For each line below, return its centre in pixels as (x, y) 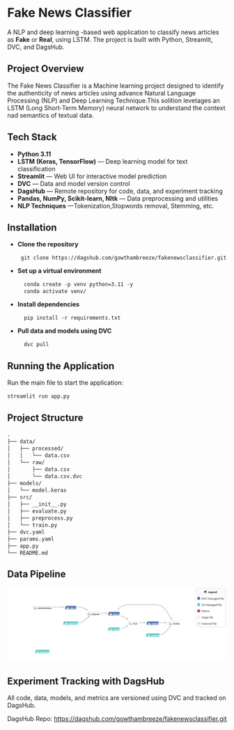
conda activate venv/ (55, 292)
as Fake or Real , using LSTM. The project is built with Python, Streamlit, (110, 39)
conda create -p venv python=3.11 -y (79, 285)
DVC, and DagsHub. (36, 47)
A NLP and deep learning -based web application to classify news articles (113, 32)
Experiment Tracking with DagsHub (86, 681)
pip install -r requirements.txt (72, 318)
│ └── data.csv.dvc (45, 476)
